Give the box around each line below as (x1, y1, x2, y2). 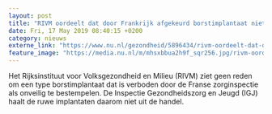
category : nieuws (8, 34, 67, 43)
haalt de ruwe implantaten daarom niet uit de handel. (8, 97, 185, 106)
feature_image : (8, 49, 60, 57)
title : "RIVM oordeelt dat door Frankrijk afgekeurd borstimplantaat (8, 19, 249, 27)
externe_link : (8, 42, 57, 50)
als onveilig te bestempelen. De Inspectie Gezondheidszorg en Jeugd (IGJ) (8, 88, 258, 97)
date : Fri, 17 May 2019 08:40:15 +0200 (8, 26, 143, 35)
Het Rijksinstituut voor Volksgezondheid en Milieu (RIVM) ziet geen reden (8, 71, 253, 80)
